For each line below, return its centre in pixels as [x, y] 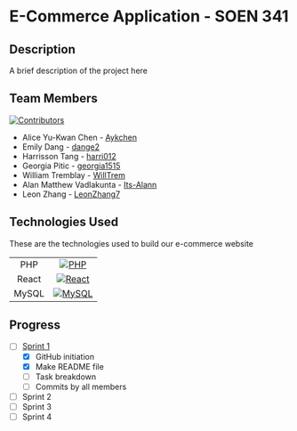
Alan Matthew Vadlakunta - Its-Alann [89, 184]
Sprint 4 [36, 417]
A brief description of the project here [79, 70]
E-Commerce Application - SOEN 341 [149, 16]
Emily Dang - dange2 [61, 146]
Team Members [53, 98]
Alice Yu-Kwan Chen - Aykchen [80, 137]
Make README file [69, 366]
